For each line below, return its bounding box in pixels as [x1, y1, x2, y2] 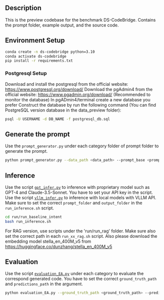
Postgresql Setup [5, 70, 47, 77]
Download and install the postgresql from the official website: [5, 81, 128, 87]
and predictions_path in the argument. [5, 281, 83, 287]
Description [5, 4, 41, 12]
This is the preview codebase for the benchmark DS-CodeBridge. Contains [5, 17, 156, 23]
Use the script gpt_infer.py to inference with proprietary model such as [5, 184, 150, 190]
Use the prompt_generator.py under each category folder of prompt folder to [5, 143, 159, 149]
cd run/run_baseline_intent [5, 214, 62, 219]
